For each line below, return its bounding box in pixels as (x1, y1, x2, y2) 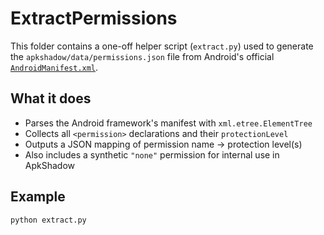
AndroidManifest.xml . (10, 61, 99, 73)
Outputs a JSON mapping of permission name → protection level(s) (24, 138, 303, 150)
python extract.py (10, 215, 87, 225)
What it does (10, 90, 92, 107)
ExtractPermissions (10, 7, 178, 30)
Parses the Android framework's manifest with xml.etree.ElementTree (24, 117, 313, 129)
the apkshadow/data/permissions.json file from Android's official (10, 50, 275, 62)
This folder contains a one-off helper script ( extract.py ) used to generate (10, 40, 314, 52)
